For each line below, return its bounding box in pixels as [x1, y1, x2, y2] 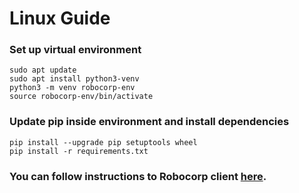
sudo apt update [9, 65, 77, 76]
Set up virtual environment [9, 43, 142, 57]
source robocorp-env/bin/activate [9, 92, 154, 102]
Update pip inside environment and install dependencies [9, 115, 290, 129]
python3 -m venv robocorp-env [9, 83, 136, 93]
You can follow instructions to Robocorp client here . [9, 169, 267, 183]
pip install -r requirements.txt [9, 146, 149, 156]
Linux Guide [9, 7, 111, 30]
